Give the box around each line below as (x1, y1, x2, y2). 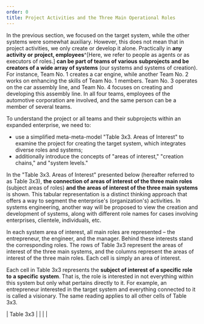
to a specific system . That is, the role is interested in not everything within (6, 273, 194, 280)
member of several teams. (6, 103, 72, 110)
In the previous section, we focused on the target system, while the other (6, 31, 190, 39)
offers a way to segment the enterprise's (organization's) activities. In (6, 197, 181, 204)
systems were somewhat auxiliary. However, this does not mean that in (6, 38, 185, 45)
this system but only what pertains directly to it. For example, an (6, 279, 167, 286)
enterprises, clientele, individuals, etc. (6, 216, 102, 224)
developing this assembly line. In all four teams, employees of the (6, 90, 171, 97)
